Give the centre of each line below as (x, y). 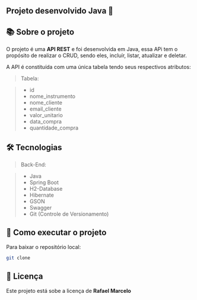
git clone (18, 258)
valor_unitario (46, 115)
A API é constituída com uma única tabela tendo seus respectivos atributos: (99, 67)
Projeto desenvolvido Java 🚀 (60, 11)
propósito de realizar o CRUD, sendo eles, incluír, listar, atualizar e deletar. (96, 56)
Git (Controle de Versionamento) (69, 214)
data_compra (46, 122)
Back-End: (33, 165)
